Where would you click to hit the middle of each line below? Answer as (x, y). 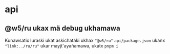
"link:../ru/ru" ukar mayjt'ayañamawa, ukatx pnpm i (62, 46)
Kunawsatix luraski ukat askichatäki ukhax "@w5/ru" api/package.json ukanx (85, 40)
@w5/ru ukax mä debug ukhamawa (63, 28)
